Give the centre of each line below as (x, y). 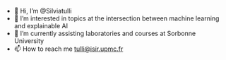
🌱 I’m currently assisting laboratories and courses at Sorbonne (105, 33)
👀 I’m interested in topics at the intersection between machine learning (117, 18)
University (29, 41)
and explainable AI (41, 26)
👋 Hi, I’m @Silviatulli (43, 11)
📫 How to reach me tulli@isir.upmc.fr (69, 49)
